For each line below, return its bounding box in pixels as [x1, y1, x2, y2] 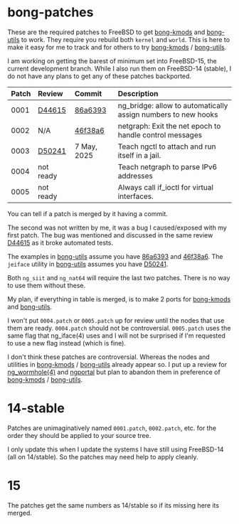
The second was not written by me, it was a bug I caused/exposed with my [7, 223, 228, 232]
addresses [117, 171, 153, 181]
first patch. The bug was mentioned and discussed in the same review [7, 230, 213, 239]
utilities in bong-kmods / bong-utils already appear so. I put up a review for [7, 360, 228, 368]
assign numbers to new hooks [117, 109, 218, 119]
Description [117, 88, 159, 98]
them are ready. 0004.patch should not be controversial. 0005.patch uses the [7, 324, 231, 332]
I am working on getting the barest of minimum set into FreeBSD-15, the [7, 56, 217, 65]
